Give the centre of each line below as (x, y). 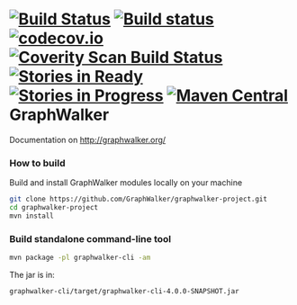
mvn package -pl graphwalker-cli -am (80, 258)
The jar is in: (32, 275)
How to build (37, 163)
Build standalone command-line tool (90, 238)
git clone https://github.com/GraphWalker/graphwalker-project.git (139, 199)
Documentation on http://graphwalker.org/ (88, 139)
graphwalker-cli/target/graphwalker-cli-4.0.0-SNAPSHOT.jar (125, 292)
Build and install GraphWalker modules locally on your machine (126, 183)
